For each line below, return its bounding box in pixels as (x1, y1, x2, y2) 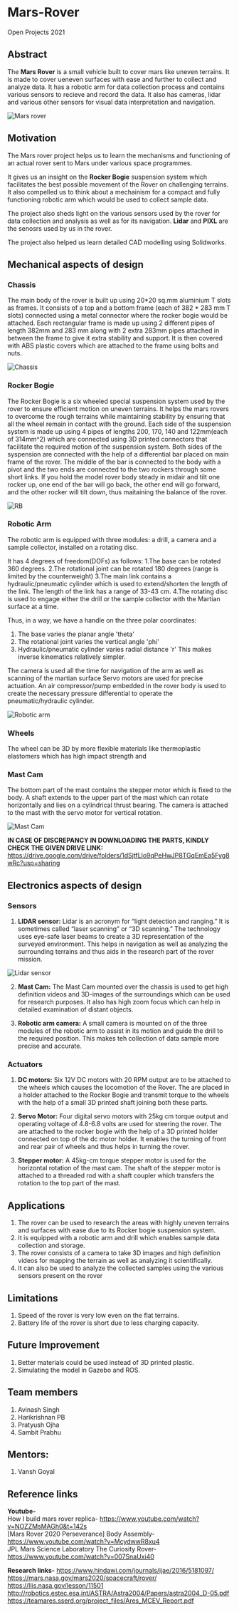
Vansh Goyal (17, 1467, 55, 1476)
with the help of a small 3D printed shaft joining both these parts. (17, 1098, 208, 1107)
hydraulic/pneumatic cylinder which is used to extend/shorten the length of (7, 579, 228, 588)
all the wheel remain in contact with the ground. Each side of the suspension (7, 420, 231, 428)
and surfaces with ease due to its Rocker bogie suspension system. (17, 1226, 216, 1234)
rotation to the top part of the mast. (17, 1179, 121, 1187)
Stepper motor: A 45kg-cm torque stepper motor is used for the (17, 1156, 206, 1165)
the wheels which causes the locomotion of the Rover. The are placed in (17, 1083, 230, 1092)
